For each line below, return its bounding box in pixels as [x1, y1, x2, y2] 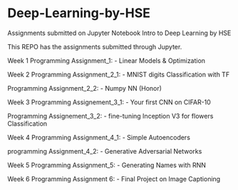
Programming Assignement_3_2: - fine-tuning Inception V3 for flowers [7, 111, 214, 120]
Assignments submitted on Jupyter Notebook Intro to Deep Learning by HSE [7, 29, 232, 37]
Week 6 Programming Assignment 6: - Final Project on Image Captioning [7, 174, 221, 183]
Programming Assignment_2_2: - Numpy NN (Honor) [7, 84, 162, 92]
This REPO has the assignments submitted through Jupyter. [7, 42, 182, 51]
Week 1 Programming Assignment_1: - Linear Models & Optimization [7, 56, 205, 65]
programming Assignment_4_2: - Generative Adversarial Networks [7, 146, 202, 155]
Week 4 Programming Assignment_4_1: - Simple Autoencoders [7, 133, 191, 141]
